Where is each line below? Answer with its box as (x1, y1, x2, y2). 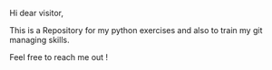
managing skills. (9, 35, 70, 45)
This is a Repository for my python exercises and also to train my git (9, 25, 263, 35)
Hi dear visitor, (9, 8, 63, 18)
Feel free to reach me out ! (9, 52, 109, 62)
